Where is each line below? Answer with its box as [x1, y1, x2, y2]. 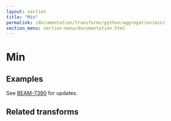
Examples [6, 74, 43, 84]
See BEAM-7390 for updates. [6, 90, 78, 97]
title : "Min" [6, 14, 38, 20]
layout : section [6, 8, 46, 15]
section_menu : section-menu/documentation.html [6, 25, 126, 31]
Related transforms [6, 107, 79, 117]
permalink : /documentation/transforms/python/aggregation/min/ [6, 19, 166, 25]
